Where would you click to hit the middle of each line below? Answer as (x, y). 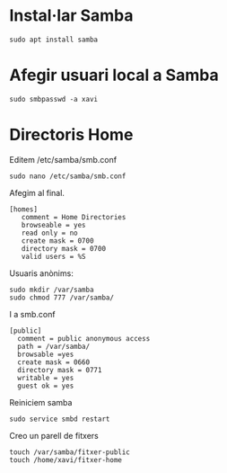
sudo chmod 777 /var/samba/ (62, 298)
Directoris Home (71, 135)
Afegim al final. (37, 192)
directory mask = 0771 (60, 370)
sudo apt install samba (54, 40)
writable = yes (46, 378)
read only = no (49, 233)
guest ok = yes (46, 386)
